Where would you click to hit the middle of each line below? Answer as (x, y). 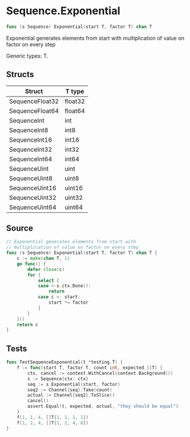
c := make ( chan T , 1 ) (43, 259)
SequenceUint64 (33, 207)
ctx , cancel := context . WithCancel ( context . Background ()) (100, 373)
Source (20, 229)
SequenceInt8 (29, 130)
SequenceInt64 (30, 159)
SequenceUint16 (33, 188)
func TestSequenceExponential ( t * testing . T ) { (65, 362)
